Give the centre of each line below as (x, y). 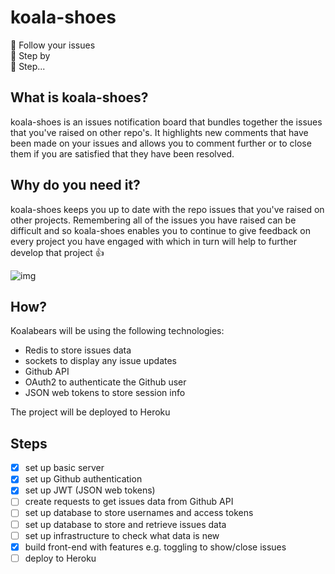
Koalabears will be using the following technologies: (117, 331)
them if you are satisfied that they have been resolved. (122, 153)
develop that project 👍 (57, 252)
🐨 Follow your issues (53, 45)
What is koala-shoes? (79, 97)
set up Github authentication (83, 479)
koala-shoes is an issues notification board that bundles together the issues (166, 122)
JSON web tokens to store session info (105, 393)
